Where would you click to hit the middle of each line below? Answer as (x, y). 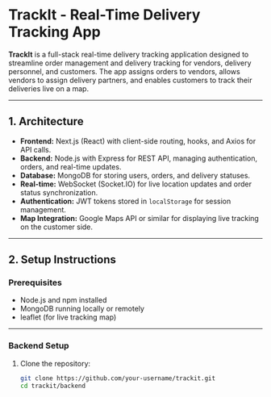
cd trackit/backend (53, 386)
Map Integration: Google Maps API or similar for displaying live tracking (140, 218)
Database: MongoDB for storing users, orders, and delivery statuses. (135, 175)
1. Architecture (46, 121)
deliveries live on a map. (49, 88)
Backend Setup (39, 346)
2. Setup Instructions (63, 260)
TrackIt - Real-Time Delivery (104, 15)
